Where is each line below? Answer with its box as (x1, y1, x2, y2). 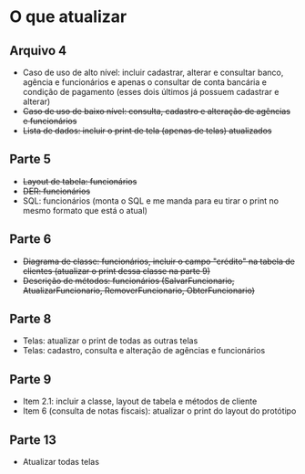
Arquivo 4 (9, 43, 66, 58)
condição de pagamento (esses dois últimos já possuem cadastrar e (22, 87, 280, 97)
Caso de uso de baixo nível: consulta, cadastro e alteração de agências (22, 106, 291, 116)
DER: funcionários (22, 185, 91, 196)
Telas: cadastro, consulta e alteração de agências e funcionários (22, 345, 266, 356)
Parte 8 (9, 311, 52, 327)
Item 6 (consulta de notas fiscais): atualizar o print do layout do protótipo (22, 406, 297, 416)
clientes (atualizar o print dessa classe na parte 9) (22, 265, 211, 276)
